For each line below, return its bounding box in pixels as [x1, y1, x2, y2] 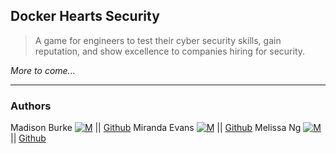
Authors [10, 99, 52, 113]
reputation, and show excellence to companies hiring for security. [34, 45, 306, 57]
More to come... [10, 64, 76, 76]
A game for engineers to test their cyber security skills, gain [34, 34, 282, 46]
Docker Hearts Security [10, 8, 160, 25]
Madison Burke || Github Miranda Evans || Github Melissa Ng [10, 122, 302, 134]
